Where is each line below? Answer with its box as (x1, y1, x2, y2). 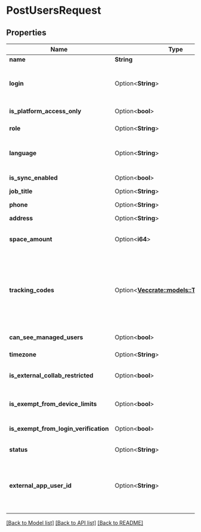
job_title (9, 187, 33, 195)
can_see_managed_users (9, 333, 84, 341)
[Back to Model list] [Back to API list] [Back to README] (6, 519, 144, 526)
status (9, 446, 28, 454)
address (9, 214, 33, 222)
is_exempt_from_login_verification (9, 425, 109, 433)
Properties (6, 28, 47, 38)
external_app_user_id (9, 482, 72, 489)
